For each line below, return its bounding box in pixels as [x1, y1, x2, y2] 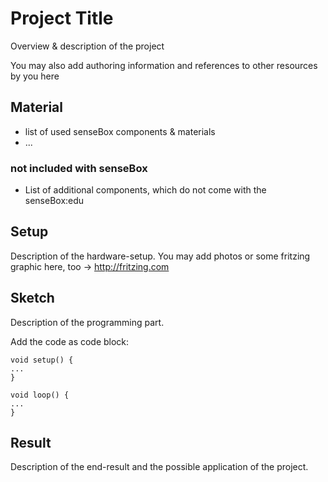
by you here [10, 70, 60, 82]
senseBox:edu [24, 195, 85, 207]
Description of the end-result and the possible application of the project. [10, 461, 309, 473]
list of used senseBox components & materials [24, 125, 216, 137]
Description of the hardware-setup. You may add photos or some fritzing [10, 250, 311, 262]
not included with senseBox [10, 161, 148, 175]
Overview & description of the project [10, 40, 165, 52]
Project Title [10, 7, 114, 30]
